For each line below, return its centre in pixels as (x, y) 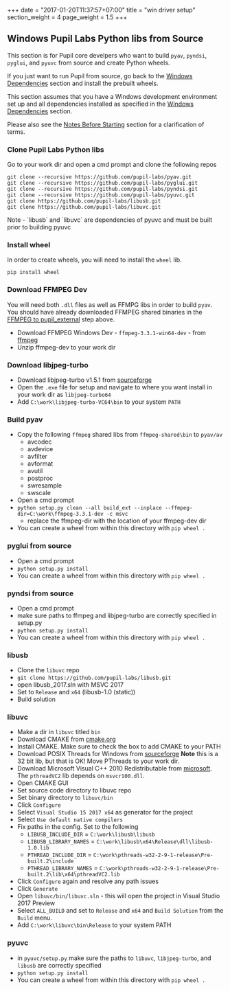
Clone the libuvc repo (48, 670)
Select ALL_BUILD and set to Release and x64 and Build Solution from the (120, 911)
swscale (39, 493)
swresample (45, 486)
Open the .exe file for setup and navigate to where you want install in (115, 387)
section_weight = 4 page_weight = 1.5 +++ (67, 17)
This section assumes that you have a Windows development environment (112, 96)
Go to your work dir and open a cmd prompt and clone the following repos (112, 165)
